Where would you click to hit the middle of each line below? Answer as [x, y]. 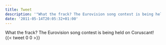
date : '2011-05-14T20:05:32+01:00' [42, 19]
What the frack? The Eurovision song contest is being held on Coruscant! [80, 33]
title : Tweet [19, 10]
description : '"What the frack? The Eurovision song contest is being [79, 14]
